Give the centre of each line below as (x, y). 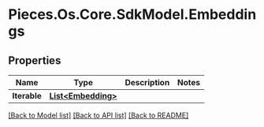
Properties (35, 60)
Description (147, 82)
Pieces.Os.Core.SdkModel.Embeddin (132, 15)
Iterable (27, 96)
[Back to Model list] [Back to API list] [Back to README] (99, 115)
